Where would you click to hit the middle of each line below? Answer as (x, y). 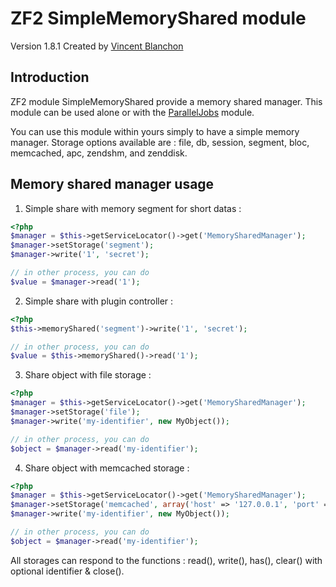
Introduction (50, 77)
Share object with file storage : (88, 375)
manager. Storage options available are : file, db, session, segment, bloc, (160, 142)
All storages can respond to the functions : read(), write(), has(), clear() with (166, 560)
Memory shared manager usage (112, 184)
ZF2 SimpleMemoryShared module (158, 18)
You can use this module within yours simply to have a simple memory (155, 131)
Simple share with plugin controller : (99, 301)
